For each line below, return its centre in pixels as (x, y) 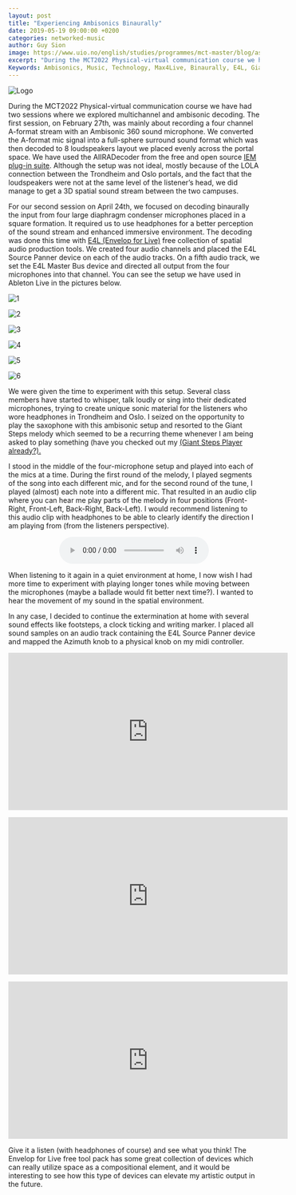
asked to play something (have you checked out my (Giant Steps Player (126, 442)
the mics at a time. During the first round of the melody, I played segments (130, 474)
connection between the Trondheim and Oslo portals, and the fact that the (130, 173)
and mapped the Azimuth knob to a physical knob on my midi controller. (126, 641)
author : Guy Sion (37, 46)
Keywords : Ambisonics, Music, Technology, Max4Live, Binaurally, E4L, (128, 68)
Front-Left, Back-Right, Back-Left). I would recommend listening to (138, 508)
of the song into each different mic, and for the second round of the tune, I (130, 483)
